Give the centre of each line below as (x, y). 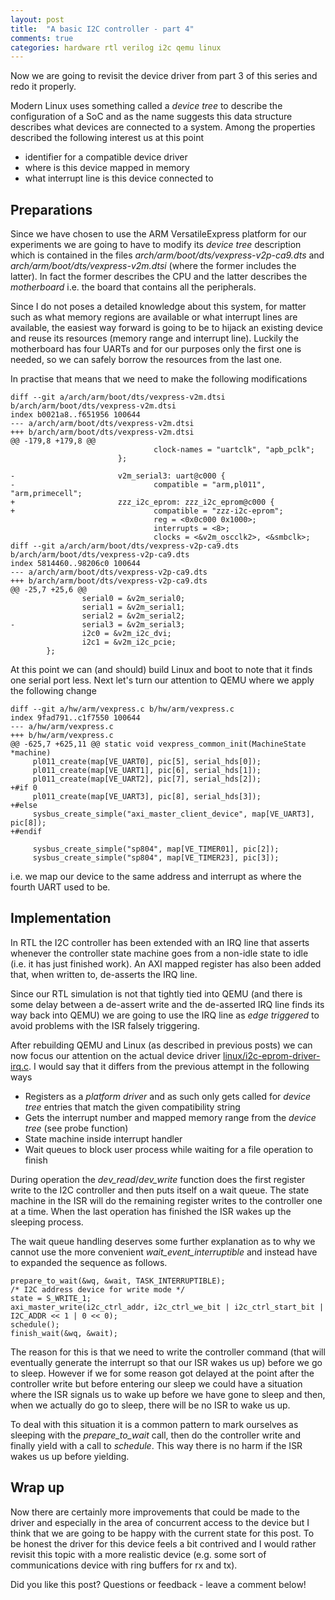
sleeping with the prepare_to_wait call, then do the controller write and (155, 1435)
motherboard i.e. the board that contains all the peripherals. (133, 287)
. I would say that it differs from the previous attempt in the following (169, 1066)
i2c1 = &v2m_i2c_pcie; (129, 642)
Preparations (51, 209)
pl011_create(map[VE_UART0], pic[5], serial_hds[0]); (147, 762)
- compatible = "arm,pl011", (138, 485)
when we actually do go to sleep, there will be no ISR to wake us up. (150, 1405)
